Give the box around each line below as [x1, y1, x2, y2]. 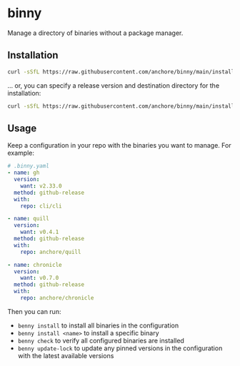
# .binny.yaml [7, 163, 50, 170]
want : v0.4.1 [20, 228, 59, 236]
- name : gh [7, 169, 40, 176]
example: [7, 148, 34, 158]
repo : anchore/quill [20, 248, 81, 255]
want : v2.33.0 [20, 182, 62, 190]
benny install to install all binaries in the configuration [17, 321, 179, 330]
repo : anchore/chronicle [20, 295, 94, 302]
